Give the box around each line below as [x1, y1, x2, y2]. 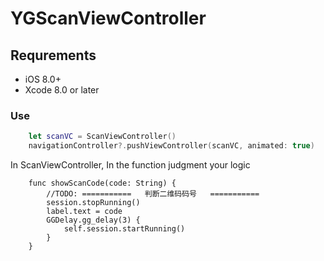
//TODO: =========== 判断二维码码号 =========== [46, 189, 260, 199]
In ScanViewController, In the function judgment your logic [10, 159, 251, 171]
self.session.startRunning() [63, 224, 186, 234]
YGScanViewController [10, 7, 207, 30]
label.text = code [46, 207, 123, 217]
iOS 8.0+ [24, 73, 62, 85]
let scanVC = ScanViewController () [28, 132, 177, 142]
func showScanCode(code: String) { [28, 178, 177, 189]
